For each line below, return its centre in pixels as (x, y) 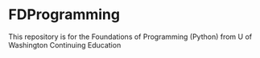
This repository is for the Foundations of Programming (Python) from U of (130, 37)
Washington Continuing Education (65, 44)
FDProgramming (64, 15)
